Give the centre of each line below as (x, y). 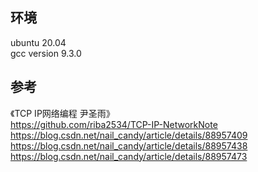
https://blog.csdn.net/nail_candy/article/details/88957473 (129, 156)
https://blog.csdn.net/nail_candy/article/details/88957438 (129, 145)
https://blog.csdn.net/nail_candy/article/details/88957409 (129, 135)
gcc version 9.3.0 (46, 53)
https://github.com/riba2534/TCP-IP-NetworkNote (114, 124)
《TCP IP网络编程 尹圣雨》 (62, 113)
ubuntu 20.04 (38, 42)
